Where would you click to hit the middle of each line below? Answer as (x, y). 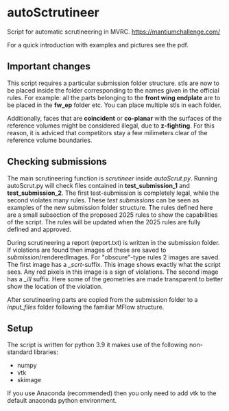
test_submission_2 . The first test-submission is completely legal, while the (113, 193)
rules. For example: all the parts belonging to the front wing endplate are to (114, 97)
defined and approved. (39, 229)
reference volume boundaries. (50, 140)
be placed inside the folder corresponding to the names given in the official (113, 90)
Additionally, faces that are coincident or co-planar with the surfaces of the (114, 118)
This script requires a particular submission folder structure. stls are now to (113, 83)
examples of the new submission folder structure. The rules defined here (110, 207)
